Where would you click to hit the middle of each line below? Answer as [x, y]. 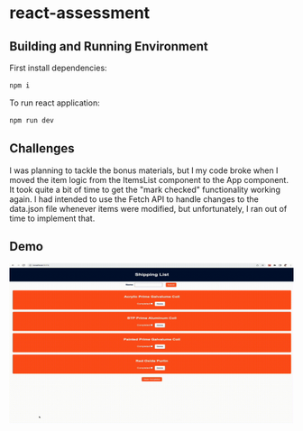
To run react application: [55, 103]
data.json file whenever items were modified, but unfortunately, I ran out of [148, 208]
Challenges [42, 148]
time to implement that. [52, 218]
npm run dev [32, 120]
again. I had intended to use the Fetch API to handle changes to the [134, 199]
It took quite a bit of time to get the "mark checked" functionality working [145, 189]
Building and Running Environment [109, 46]
